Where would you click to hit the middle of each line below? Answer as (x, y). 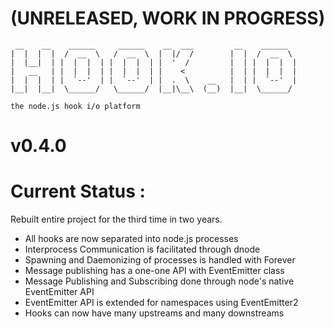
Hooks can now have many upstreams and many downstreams (154, 313)
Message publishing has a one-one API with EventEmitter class (154, 271)
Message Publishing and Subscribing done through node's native (159, 281)
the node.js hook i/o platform (75, 106)
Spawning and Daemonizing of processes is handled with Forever (160, 260)
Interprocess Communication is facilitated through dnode (142, 249)
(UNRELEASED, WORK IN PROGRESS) (168, 18)
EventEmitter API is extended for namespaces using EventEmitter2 (161, 303)
